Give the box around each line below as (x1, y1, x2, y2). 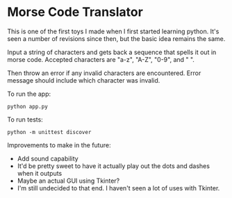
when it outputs (17, 169, 63, 177)
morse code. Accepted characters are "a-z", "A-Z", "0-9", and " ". (7, 55, 194, 63)
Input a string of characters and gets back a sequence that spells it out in (7, 48, 217, 56)
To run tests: (7, 115, 43, 124)
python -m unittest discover (7, 129, 92, 135)
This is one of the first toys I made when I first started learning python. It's (7, 27, 219, 35)
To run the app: (7, 90, 51, 98)
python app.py (7, 103, 49, 110)
